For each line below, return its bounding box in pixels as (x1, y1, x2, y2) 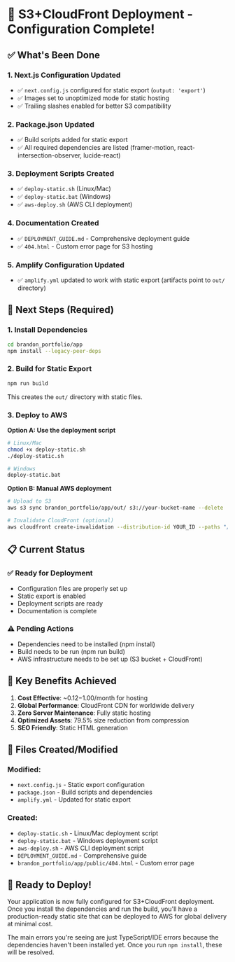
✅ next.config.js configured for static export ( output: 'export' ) (17, 85, 206, 94)
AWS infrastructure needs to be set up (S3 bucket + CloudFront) (17, 655, 203, 663)
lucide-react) (83, 151, 121, 160)
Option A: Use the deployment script (7, 426, 116, 434)
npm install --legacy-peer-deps (7, 347, 101, 354)
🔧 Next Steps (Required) (7, 304, 114, 316)
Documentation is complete (17, 606, 97, 615)
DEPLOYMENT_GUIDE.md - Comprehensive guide (17, 851, 147, 860)
